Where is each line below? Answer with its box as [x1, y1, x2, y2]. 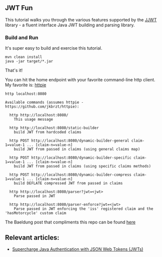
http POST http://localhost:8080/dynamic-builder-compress [9, 172, 132, 177]
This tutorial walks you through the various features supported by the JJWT [5, 17, 157, 22]
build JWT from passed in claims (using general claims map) [14, 147, 140, 152]
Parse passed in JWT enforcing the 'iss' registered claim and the [14, 206, 153, 211]
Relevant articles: [5, 233, 60, 241]
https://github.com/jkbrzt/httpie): [5, 104, 79, 109]
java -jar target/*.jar [5, 59, 54, 64]
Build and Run [5, 34, 39, 41]
